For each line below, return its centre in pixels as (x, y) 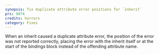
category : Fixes (21, 23)
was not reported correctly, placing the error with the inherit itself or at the (79, 42)
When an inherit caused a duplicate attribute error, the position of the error (79, 36)
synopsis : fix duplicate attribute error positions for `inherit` (73, 9)
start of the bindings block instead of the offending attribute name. (72, 46)
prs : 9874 (15, 14)
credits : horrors (23, 18)
